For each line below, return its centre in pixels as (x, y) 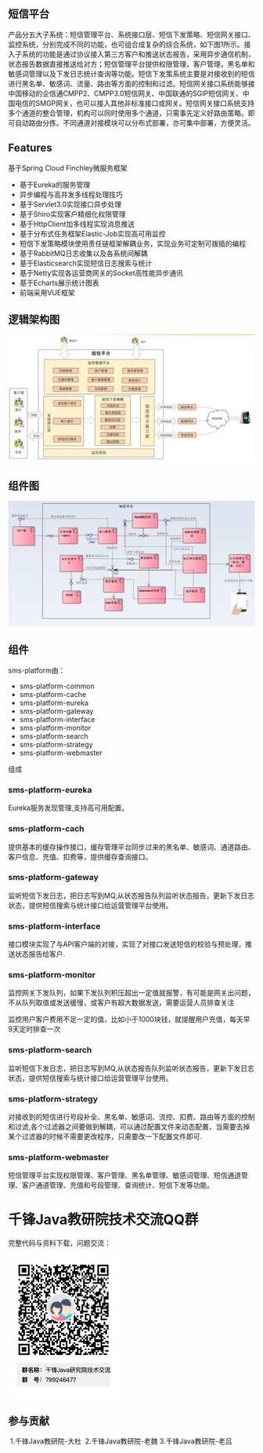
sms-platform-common (57, 686)
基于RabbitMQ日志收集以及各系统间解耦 (84, 253)
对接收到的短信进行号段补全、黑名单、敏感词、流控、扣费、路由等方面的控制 (131, 1116)
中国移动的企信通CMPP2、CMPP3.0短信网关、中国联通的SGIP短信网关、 (126, 93)
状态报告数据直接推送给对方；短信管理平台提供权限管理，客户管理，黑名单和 (131, 64)
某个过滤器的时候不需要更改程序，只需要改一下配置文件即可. (105, 1136)
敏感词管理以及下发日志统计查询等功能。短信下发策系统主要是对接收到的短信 (131, 74)
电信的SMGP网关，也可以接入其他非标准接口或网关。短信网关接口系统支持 (135, 103)
